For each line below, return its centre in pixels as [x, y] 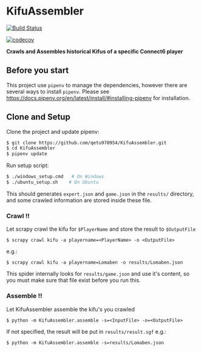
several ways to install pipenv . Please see [58, 91]
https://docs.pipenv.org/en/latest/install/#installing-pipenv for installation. [98, 98]
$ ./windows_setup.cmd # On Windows [55, 177]
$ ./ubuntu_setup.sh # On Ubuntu [52, 182]
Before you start [38, 71]
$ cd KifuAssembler [31, 148]
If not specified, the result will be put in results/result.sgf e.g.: [86, 331]
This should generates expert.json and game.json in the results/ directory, [100, 194]
